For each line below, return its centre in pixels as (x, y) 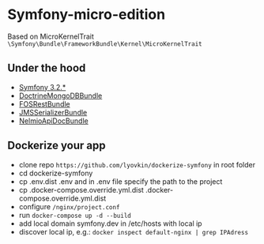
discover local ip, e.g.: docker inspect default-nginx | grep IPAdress (134, 231)
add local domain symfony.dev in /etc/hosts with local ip (110, 223)
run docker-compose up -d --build (75, 215)
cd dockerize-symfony (56, 173)
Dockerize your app (57, 146)
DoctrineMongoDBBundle (60, 96)
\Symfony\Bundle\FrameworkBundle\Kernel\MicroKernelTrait (105, 44)
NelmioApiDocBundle (53, 121)
